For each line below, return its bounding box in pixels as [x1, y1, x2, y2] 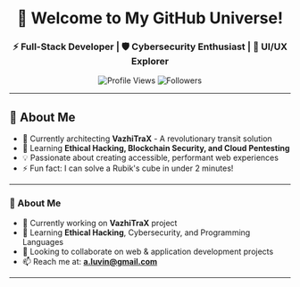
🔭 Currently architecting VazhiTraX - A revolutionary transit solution [21, 133, 272, 144]
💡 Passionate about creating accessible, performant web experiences [21, 152, 279, 164]
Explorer [130, 55, 170, 68]
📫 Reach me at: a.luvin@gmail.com [21, 256, 158, 266]
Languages [21, 236, 64, 247]
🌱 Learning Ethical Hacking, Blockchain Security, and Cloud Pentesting [21, 143, 290, 154]
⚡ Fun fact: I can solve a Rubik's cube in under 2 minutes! [21, 163, 234, 173]
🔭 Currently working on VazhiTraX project [21, 217, 178, 228]
